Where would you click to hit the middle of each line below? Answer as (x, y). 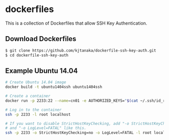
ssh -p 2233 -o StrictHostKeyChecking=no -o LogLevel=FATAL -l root (78, 133)
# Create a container (28, 96)
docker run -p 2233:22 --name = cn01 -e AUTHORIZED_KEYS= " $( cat (72, 101)
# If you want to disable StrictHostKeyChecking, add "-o (67, 123)
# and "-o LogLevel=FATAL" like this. (46, 128)
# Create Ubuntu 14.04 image (36, 82)
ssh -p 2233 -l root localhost (38, 114)
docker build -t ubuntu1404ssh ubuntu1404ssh (54, 87)
